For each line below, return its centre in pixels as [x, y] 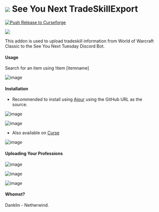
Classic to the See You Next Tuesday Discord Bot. [55, 46]
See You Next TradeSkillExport [75, 9]
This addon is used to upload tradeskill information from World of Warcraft [79, 41]
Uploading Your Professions [34, 153]
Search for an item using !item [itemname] [47, 68]
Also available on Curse [36, 133]
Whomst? [15, 194]
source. [20, 105]
